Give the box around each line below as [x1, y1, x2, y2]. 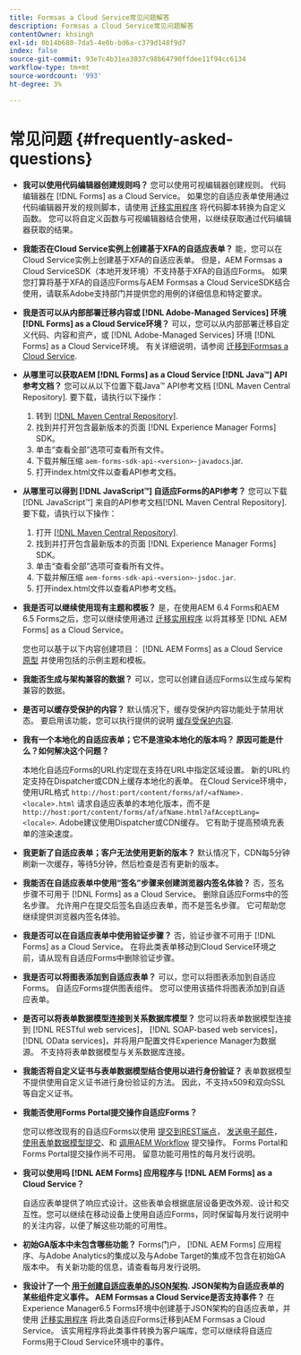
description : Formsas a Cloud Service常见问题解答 [9, 21, 194, 30]
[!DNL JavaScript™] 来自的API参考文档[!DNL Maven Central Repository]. [21, 496, 288, 507]
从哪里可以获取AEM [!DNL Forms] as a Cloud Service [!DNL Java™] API [21, 369, 288, 380]
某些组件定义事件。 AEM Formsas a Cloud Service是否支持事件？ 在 [21, 1291, 275, 1302]
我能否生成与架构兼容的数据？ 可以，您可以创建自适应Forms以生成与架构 [21, 673, 291, 684]
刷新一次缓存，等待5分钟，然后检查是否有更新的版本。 [21, 858, 224, 869]
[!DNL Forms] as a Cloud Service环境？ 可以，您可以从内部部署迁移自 [21, 318, 282, 329]
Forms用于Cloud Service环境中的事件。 [21, 1336, 168, 1347]
